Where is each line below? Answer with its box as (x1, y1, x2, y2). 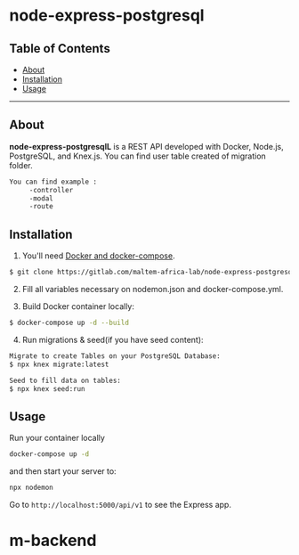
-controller (28, 185, 74, 194)
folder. (9, 159, 33, 170)
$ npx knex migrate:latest (9, 360, 109, 369)
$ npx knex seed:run (9, 384, 86, 393)
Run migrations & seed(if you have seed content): (21, 334, 204, 345)
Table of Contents (9, 41, 111, 56)
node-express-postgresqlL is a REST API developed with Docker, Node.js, (9, 141, 284, 151)
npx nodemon (9, 483, 53, 493)
